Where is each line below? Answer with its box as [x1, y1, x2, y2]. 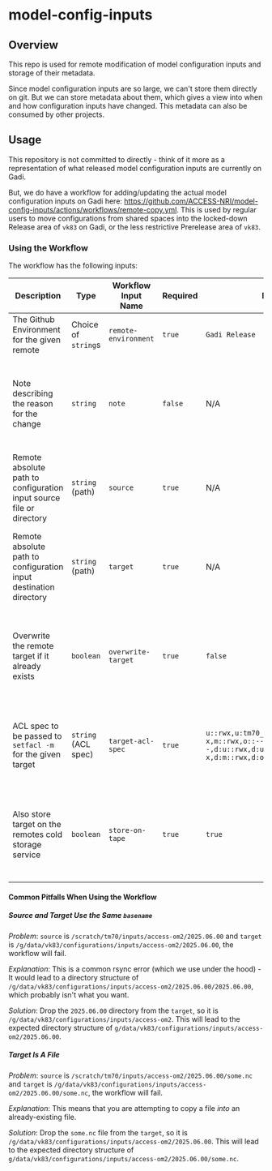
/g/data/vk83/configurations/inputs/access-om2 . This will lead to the [8, 1014, 240, 1023]
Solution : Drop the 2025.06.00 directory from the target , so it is [8, 1006, 219, 1015]
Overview [8, 38, 59, 52]
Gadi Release [205, 330, 257, 340]
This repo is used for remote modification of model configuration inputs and [8, 59, 261, 69]
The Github [12, 314, 55, 325]
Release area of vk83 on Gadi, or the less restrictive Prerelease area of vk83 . [8, 221, 261, 232]
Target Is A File [8, 1050, 60, 1060]
